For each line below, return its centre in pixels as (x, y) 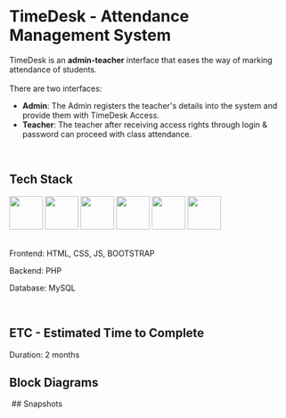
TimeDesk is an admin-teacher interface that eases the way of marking (141, 60)
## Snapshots (37, 404)
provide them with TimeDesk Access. (91, 115)
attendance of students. (53, 70)
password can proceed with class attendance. (107, 134)
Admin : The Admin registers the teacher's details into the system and (150, 105)
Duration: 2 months (45, 355)
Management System (90, 35)
